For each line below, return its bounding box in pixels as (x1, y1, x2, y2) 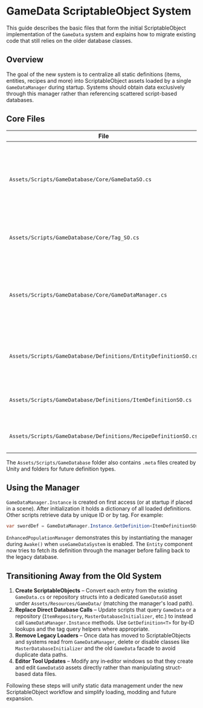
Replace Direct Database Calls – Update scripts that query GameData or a (14, 606, 196, 614)
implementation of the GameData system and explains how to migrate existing (6, 30, 196, 37)
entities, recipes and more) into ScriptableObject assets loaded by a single (6, 77, 192, 84)
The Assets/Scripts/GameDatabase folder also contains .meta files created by (6, 459, 196, 466)
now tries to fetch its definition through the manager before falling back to (6, 547, 190, 554)
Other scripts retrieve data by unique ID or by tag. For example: (6, 512, 164, 519)
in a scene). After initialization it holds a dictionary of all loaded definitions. (6, 505, 192, 512)
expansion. (6, 695, 34, 702)
